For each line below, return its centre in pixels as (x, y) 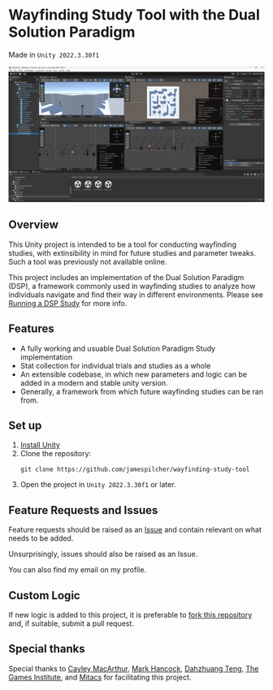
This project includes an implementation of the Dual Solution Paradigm (126, 277)
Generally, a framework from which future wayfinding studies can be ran (142, 391)
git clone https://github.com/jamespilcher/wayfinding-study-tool (135, 470)
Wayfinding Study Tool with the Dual (134, 15)
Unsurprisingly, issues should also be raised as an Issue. (103, 554)
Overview (34, 225)
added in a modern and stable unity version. (94, 382)
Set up (25, 425)
